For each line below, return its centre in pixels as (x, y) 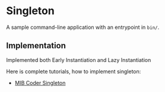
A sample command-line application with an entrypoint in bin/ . (83, 27)
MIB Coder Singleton (40, 83)
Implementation (36, 46)
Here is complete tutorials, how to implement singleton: (74, 71)
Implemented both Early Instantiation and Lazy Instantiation (79, 60)
